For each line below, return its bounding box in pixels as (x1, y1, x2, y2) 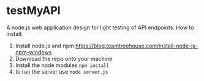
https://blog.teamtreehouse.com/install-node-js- (75, 42, 198, 49)
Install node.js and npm (15, 42, 75, 49)
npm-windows (15, 48, 52, 55)
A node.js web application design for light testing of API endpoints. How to (6, 24, 194, 31)
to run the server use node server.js (15, 68, 108, 75)
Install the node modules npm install (15, 62, 109, 69)
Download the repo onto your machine (15, 55, 113, 62)
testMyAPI (6, 4, 61, 18)
